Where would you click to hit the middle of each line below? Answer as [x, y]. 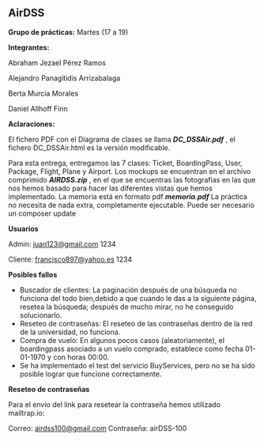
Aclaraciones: [32, 124]
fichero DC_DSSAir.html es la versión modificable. [89, 147]
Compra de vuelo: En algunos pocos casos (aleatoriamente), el [122, 340]
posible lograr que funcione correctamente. [91, 374]
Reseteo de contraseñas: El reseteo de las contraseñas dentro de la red [136, 323]
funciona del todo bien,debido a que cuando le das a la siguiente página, [138, 298]
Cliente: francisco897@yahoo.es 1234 [70, 259]
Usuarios [23, 228]
